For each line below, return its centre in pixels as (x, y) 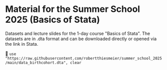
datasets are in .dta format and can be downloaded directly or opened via (81, 39)
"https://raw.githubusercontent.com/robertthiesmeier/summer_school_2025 (84, 58)
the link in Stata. (22, 44)
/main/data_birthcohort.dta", (37, 63)
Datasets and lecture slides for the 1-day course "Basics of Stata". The (78, 33)
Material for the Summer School (73, 9)
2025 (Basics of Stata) (52, 20)
